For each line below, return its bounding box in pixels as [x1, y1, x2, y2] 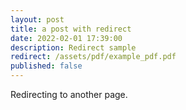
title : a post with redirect [10, 24, 132, 34]
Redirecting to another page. [10, 89, 128, 100]
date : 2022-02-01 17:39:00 [10, 33, 123, 43]
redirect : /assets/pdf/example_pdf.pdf [10, 52, 177, 62]
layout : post [10, 14, 65, 25]
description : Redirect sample [10, 42, 137, 53]
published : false [10, 61, 83, 71]
